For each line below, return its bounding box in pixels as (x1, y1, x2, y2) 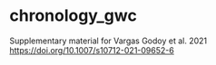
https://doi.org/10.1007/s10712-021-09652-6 (9, 44, 174, 55)
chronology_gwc (9, 5, 138, 26)
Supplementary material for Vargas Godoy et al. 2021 (9, 35, 208, 46)
